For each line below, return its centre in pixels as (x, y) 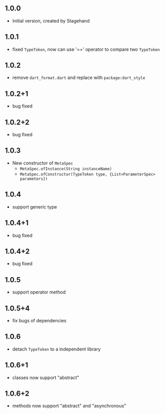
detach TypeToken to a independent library (56, 349)
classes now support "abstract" (46, 377)
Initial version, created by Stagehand (51, 20)
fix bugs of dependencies (39, 320)
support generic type (35, 206)
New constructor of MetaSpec (43, 163)
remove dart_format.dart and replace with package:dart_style (79, 78)
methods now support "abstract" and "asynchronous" (69, 406)
